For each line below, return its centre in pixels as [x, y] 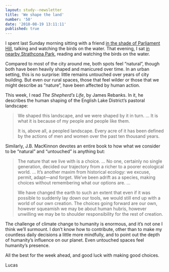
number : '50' [19, 19]
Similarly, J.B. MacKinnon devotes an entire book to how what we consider [83, 146]
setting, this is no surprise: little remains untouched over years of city [77, 74]
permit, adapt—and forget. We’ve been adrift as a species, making [86, 177]
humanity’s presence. [27, 246]
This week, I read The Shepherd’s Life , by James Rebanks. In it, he [74, 95]
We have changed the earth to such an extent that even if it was [84, 192]
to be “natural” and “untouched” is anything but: [55, 151]
